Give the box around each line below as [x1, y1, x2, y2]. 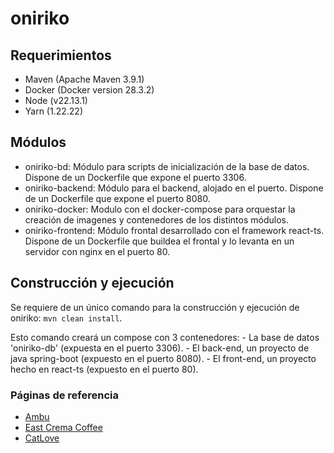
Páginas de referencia [10, 388, 119, 402]
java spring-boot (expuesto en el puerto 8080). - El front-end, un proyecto [10, 352, 317, 364]
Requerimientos [10, 47, 112, 64]
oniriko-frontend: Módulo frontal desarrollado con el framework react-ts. [24, 224, 325, 236]
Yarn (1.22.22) [24, 105, 83, 117]
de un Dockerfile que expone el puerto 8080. [24, 192, 211, 204]
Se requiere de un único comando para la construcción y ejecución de [10, 301, 300, 313]
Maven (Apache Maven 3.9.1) [24, 73, 145, 85]
